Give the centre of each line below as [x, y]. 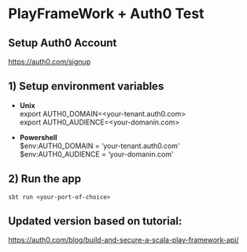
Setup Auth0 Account [63, 43]
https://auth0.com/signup [50, 61]
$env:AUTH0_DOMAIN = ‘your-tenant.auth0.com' [100, 146]
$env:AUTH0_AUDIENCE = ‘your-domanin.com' [97, 154]
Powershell [38, 137]
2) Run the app [44, 179]
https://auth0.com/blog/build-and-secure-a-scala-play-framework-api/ [124, 240]
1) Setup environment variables [86, 86]
